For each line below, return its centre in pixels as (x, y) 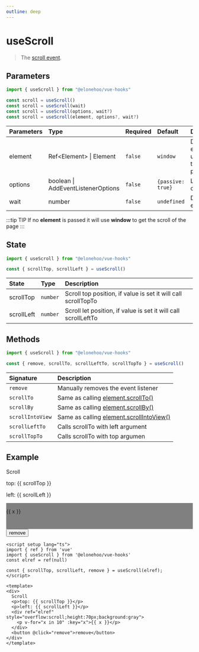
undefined (171, 201)
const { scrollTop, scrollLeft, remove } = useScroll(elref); (84, 570)
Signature (23, 378)
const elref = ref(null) (37, 560)
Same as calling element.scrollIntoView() (114, 417)
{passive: (171, 181)
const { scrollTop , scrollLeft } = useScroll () (66, 269)
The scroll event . (41, 58)
